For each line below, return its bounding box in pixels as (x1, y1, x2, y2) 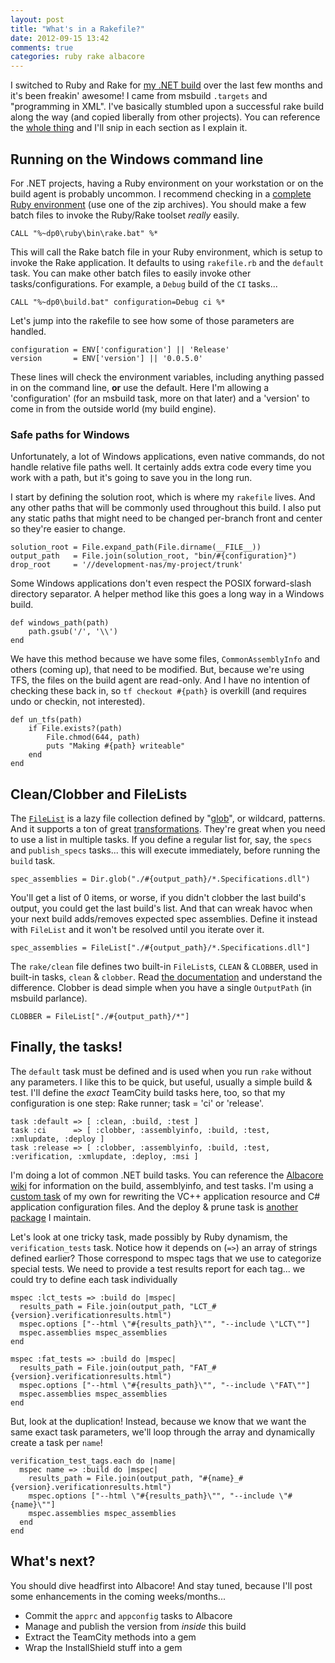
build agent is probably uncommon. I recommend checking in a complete (10, 187, 312, 200)
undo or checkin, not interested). (10, 696, 146, 708)
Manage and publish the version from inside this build (24, 1620, 247, 1632)
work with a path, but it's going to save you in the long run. (10, 472, 253, 484)
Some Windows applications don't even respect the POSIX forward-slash (10, 577, 312, 590)
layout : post (10, 14, 65, 25)
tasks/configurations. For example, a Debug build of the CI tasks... (10, 277, 278, 290)
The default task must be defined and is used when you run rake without (10, 1065, 312, 1077)
